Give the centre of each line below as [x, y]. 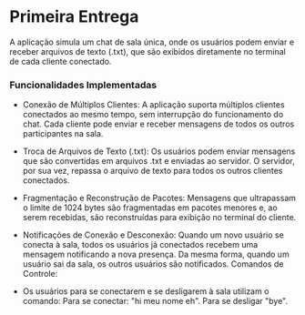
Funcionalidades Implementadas [83, 85]
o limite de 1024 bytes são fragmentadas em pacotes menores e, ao [150, 208]
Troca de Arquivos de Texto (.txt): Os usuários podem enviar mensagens [159, 151]
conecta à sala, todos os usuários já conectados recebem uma [140, 245]
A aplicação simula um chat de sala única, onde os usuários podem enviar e [152, 42]
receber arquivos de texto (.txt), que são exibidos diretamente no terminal [148, 51]
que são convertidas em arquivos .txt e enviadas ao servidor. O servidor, [159, 161]
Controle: [40, 274]
